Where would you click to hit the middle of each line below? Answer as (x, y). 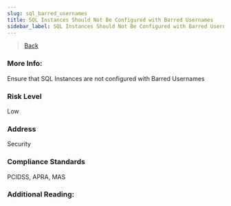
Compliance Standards (46, 162)
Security (19, 144)
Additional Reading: (41, 194)
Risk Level (25, 96)
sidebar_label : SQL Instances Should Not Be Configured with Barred (107, 26)
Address (22, 129)
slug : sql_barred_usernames (47, 13)
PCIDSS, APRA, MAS (36, 176)
